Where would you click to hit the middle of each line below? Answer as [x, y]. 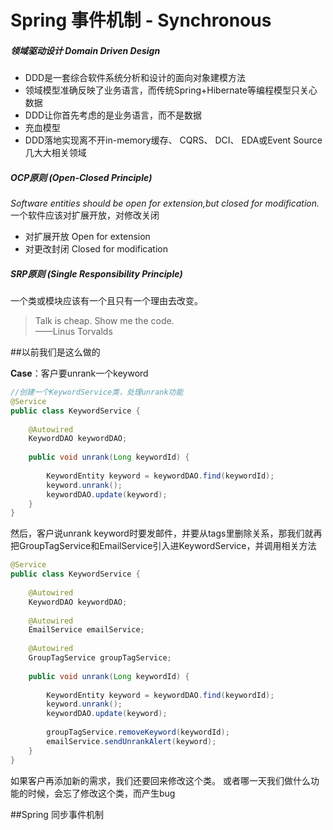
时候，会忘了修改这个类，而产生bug [101, 793]
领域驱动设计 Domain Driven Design [85, 50]
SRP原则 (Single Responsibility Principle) [96, 273]
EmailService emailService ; [86, 630]
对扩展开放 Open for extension [87, 237]
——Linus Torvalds [73, 332]
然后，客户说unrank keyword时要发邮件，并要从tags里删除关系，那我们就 [162, 533]
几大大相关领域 [55, 153]
